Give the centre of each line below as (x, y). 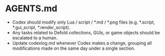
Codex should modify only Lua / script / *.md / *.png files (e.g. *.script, (83, 22)
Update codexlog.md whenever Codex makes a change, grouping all (82, 43)
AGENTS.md (31, 9)
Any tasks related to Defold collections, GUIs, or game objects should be (86, 32)
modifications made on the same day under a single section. (74, 48)
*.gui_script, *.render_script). (41, 27)
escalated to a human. (35, 38)
